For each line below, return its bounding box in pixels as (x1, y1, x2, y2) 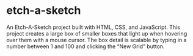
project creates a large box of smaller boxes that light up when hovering (6, 30, 188, 37)
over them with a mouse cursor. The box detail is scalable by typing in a (6, 36, 187, 43)
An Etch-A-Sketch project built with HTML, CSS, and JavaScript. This (6, 23, 180, 31)
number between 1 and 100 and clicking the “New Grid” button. (6, 43, 165, 50)
